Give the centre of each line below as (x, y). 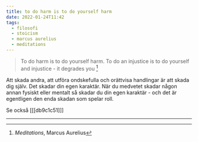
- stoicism (25, 34)
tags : (13, 22)
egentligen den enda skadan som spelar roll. (60, 98)
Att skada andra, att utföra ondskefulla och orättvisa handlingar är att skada (98, 80)
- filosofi (25, 28)
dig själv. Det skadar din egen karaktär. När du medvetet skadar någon (92, 86)
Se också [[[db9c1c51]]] (35, 110)
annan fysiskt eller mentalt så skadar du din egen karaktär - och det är (91, 93)
